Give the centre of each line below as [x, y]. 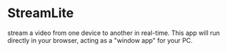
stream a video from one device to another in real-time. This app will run [113, 33]
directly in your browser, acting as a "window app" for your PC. [100, 40]
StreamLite [41, 13]
